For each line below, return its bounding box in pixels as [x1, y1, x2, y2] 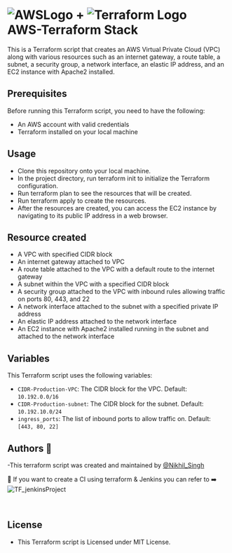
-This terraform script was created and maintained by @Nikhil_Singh [7, 461, 205, 469]
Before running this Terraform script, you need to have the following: [7, 106, 205, 115]
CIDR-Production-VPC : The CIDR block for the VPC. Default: [17, 385, 187, 393]
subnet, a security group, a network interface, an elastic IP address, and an [7, 60, 224, 68]
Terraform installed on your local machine [17, 127, 138, 136]
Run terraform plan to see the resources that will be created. [17, 189, 192, 197]
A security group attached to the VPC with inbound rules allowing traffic [17, 288, 226, 296]
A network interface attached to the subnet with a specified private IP [17, 302, 219, 311]
